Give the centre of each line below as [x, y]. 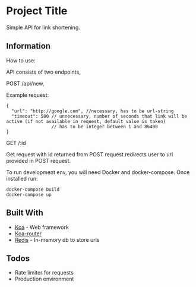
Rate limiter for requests [44, 273]
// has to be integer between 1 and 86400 [105, 127]
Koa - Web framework [42, 227]
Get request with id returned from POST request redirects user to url [90, 154]
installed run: [22, 178]
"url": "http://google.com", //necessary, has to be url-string [93, 111]
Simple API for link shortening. [43, 27]
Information [29, 46]
